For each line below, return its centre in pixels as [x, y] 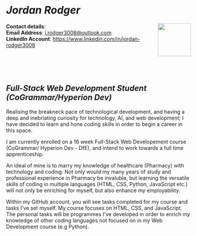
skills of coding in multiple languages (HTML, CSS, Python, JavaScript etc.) [97, 184]
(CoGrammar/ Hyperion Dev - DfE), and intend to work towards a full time [95, 148]
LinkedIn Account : [29, 39]
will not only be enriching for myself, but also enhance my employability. [93, 190]
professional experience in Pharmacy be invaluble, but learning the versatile [98, 178]
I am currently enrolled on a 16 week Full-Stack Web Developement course [96, 142]
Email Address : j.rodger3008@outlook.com [59, 32]
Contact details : [26, 26]
